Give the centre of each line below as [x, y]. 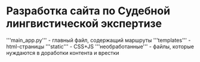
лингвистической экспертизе [84, 24]
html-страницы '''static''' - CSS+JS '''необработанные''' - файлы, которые [100, 46]
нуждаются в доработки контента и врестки [63, 52]
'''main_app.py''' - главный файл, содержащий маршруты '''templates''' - [99, 40]
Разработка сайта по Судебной [88, 11]
